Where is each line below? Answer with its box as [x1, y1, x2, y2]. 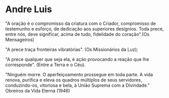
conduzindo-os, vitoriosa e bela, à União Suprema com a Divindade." [5, 82, 150, 88]
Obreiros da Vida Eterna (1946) [5, 87, 70, 93]
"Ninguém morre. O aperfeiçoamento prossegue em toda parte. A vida [5, 71, 153, 77]
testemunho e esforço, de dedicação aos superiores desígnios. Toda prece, [5, 25, 164, 31]
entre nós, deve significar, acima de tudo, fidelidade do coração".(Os [5, 31, 150, 37]
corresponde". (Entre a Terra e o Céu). [5, 61, 86, 68]
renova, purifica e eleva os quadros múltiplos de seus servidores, [5, 77, 143, 83]
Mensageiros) [5, 37, 35, 43]
